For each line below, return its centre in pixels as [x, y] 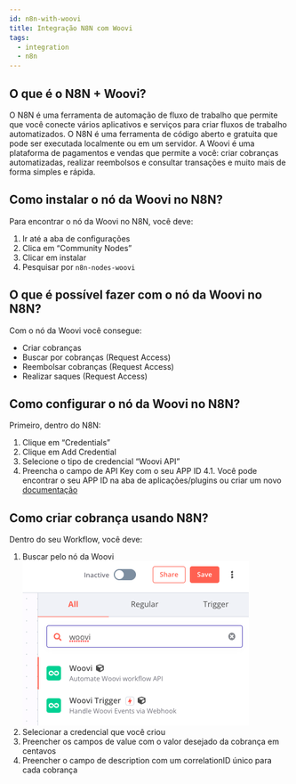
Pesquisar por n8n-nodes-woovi [79, 266]
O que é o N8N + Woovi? [78, 94]
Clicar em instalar [54, 257]
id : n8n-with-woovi [45, 19]
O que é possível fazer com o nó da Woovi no [136, 295]
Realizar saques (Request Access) [85, 376]
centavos [39, 751]
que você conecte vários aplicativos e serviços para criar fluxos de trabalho [148, 124]
